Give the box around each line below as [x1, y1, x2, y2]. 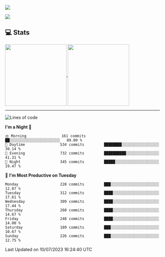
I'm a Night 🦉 [5, 124, 32, 130]
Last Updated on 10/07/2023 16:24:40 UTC [5, 246, 92, 252]
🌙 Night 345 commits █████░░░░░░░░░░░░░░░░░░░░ [5, 159, 160, 164]
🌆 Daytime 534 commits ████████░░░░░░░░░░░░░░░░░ [5, 142, 160, 147]
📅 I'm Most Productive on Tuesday [5, 172, 77, 178]
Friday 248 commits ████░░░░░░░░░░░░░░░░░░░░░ [5, 216, 160, 221]
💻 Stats [5, 29, 30, 37]
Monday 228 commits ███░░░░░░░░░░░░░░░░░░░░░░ [5, 182, 160, 187]
